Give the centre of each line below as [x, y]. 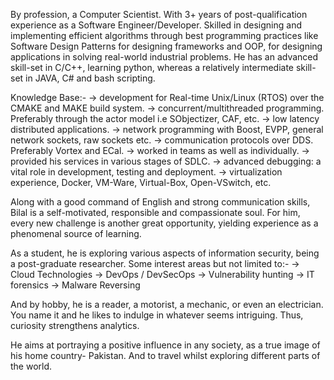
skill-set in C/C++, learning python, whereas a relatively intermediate [152, 67]
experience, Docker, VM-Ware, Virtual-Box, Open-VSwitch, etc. [141, 182]
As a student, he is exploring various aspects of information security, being [165, 253]
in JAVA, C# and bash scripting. [90, 78]
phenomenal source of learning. [76, 233]
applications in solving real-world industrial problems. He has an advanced [164, 57]
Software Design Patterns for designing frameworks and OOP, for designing [166, 46]
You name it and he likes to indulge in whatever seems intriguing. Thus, [157, 315]
